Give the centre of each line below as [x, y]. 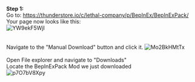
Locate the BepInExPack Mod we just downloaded [69, 66]
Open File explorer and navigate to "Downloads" [67, 60]
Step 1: [15, 9]
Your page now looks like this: [44, 21]
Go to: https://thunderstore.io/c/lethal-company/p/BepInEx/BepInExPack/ [97, 15]
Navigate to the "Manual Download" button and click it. [75, 47]
